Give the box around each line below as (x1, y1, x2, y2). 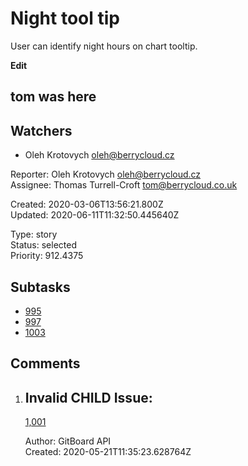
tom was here (10, 88, 97, 106)
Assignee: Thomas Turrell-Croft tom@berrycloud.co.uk (10, 179, 238, 191)
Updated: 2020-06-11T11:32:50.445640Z (10, 209, 180, 221)
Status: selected (10, 239, 77, 251)
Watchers (10, 122, 73, 139)
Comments (10, 355, 81, 372)
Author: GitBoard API (24, 435, 112, 447)
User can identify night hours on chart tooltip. (10, 40, 198, 52)
